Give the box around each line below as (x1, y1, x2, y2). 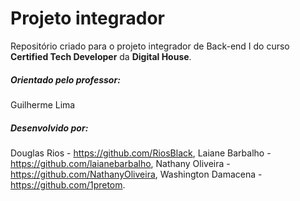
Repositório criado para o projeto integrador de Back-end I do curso (10, 40, 290, 52)
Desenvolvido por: (10, 122, 89, 134)
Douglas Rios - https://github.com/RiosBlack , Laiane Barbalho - (10, 147, 272, 159)
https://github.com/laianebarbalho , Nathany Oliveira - (10, 157, 231, 169)
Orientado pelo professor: (10, 73, 121, 86)
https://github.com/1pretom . (10, 178, 126, 191)
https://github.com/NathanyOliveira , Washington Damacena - (10, 168, 263, 180)
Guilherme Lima (10, 98, 76, 111)
